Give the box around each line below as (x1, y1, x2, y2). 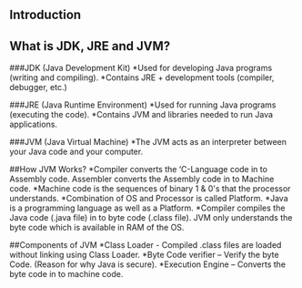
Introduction (9, 7, 82, 23)
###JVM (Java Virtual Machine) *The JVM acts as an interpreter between (9, 137, 287, 148)
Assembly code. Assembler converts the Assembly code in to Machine (9, 173, 275, 185)
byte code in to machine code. (9, 269, 124, 280)
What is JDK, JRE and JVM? (9, 38, 171, 54)
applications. (9, 118, 57, 130)
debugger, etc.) (9, 82, 68, 93)
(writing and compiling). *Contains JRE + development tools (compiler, (9, 72, 275, 83)
